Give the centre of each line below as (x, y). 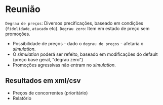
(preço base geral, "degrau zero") (48, 59)
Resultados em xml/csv (43, 81)
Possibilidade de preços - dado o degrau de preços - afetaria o (78, 43)
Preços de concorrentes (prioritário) (50, 93)
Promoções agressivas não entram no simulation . (64, 65)
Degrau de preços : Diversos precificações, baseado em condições (74, 23)
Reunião (23, 9)
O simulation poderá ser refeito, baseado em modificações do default (85, 54)
